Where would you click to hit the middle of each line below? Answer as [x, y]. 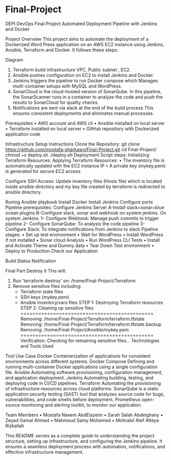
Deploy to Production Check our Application [52, 251]
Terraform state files [42, 291]
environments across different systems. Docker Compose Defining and [80, 361]
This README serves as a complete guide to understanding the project [80, 435]
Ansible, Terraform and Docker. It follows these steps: [62, 50]
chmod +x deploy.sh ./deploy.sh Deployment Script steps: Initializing [77, 155]
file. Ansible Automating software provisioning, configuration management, [84, 372]
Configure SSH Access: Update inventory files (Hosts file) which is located [84, 181]
